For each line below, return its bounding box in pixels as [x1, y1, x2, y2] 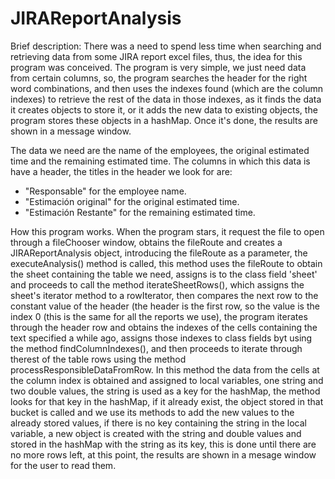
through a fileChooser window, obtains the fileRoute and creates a [10, 236, 283, 248]
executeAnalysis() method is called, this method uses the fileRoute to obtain [10, 257, 323, 269]
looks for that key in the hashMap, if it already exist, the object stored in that [10, 395, 324, 407]
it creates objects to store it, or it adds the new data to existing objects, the [10, 103, 318, 116]
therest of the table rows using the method [10, 353, 187, 365]
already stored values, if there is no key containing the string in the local [10, 417, 308, 429]
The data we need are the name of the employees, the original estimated [10, 144, 310, 156]
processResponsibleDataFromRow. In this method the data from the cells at [10, 363, 320, 376]
